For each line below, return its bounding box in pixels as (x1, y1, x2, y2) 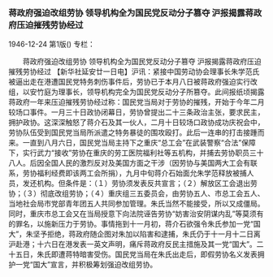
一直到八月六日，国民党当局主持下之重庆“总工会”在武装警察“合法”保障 (22, 138, 256, 148)
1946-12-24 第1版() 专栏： (8, 39, 95, 50)
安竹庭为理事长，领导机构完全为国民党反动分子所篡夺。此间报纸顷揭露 (29, 87, 265, 97)
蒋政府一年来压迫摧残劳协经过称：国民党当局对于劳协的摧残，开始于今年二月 (8, 97, 265, 107)
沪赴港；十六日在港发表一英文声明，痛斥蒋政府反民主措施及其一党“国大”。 (8, 240, 258, 249)
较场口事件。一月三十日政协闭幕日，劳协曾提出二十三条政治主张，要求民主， (8, 107, 265, 117)
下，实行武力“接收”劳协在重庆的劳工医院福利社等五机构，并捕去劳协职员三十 (8, 148, 264, 158)
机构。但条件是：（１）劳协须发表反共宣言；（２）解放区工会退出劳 (36, 179, 258, 188)
